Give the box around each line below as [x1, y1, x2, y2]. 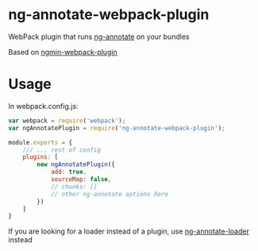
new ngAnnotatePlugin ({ [37, 160, 115, 168]
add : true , [50, 168, 87, 176]
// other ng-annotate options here [50, 190, 169, 198]
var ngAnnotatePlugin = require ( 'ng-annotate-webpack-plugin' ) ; [8, 124, 225, 132]
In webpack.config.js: [8, 101, 79, 110]
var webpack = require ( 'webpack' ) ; [8, 117, 126, 125]
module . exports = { [8, 138, 73, 146]
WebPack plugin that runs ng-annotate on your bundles [8, 32, 190, 41]
